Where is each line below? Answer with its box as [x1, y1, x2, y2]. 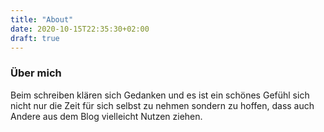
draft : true [10, 33, 60, 43]
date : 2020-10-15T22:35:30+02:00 [10, 24, 150, 34]
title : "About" [10, 14, 74, 25]
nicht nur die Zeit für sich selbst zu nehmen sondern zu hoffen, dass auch [10, 99, 315, 111]
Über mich [10, 66, 62, 80]
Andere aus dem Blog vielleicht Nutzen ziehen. [10, 110, 203, 122]
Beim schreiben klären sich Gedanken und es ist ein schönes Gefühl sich [10, 89, 310, 101]
